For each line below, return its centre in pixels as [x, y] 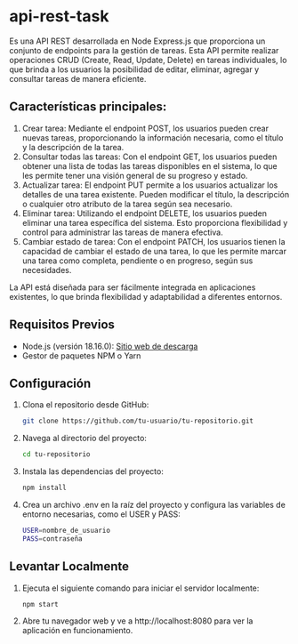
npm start [40, 604]
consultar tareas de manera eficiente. [78, 78]
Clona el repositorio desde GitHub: [85, 405]
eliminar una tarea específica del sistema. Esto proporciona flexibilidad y [155, 222]
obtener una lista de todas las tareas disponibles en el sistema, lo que [149, 165]
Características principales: [88, 107]
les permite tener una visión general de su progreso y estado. [135, 175]
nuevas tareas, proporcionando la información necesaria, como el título [153, 137]
